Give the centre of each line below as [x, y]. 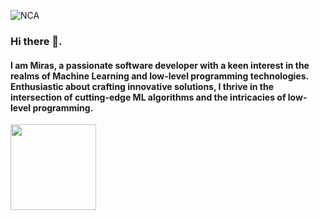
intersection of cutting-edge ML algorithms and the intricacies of [148, 97]
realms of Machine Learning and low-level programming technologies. [159, 76]
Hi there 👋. [36, 41]
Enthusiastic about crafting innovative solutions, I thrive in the [142, 86]
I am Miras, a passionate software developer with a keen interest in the [160, 65]
